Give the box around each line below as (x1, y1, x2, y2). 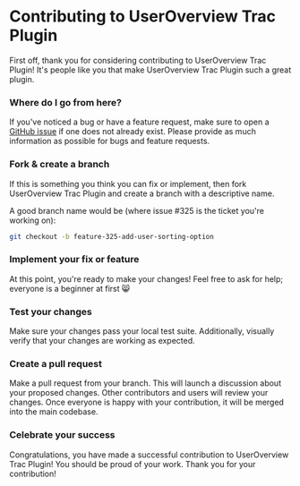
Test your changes (9, 305, 92, 318)
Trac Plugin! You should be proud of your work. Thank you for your (9, 458, 256, 469)
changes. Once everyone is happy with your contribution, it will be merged (9, 396, 285, 408)
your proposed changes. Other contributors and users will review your (9, 388, 269, 398)
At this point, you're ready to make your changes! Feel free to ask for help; (9, 273, 284, 284)
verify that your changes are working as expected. (9, 336, 195, 345)
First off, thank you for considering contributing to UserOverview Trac (9, 55, 267, 65)
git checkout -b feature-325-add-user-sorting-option (9, 232, 215, 241)
